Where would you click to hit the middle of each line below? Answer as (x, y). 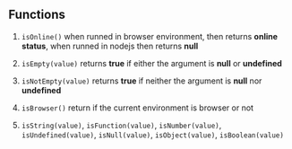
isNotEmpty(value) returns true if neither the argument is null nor (142, 81)
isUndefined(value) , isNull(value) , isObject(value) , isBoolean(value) (152, 135)
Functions (37, 15)
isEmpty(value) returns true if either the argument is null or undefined (152, 63)
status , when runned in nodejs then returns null (110, 46)
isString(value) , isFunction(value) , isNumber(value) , (121, 125)
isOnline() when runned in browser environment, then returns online (150, 36)
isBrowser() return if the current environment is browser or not (137, 108)
